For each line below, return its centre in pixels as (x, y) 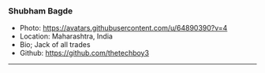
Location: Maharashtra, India (66, 36)
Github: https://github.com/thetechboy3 (84, 53)
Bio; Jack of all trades (55, 45)
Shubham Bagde (41, 11)
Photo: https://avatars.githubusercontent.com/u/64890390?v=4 (123, 28)
